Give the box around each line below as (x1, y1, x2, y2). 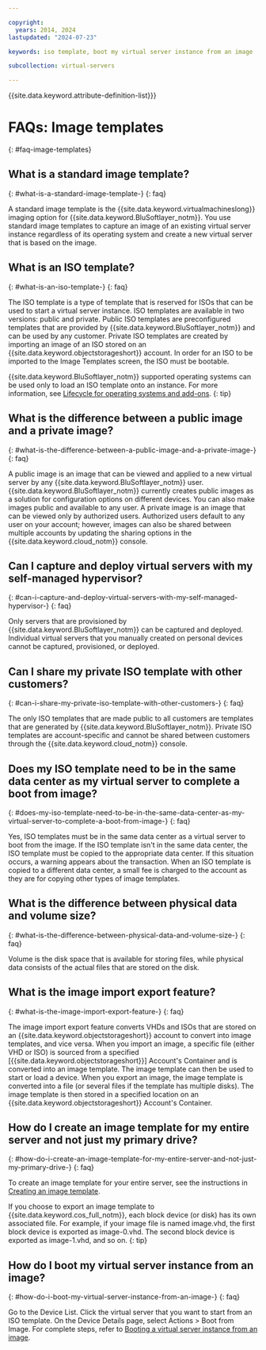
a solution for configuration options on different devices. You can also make (8, 494, 256, 504)
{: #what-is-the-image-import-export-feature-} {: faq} (8, 1006, 184, 1016)
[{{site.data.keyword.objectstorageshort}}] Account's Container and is (8, 1056, 237, 1065)
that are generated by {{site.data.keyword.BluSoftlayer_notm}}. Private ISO (8, 722, 252, 732)
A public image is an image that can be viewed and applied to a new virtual (8, 469, 253, 479)
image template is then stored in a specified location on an (8, 1089, 199, 1099)
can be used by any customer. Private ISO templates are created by (8, 331, 228, 340)
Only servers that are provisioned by (8, 617, 127, 626)
